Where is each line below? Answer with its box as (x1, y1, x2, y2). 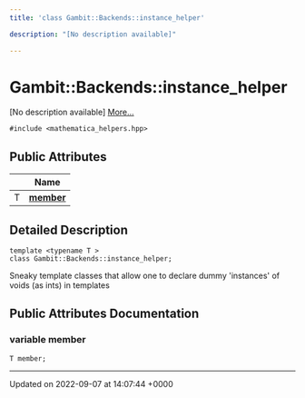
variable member (9, 333, 86, 346)
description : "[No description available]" (9, 29, 177, 39)
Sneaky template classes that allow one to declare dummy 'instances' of (9, 270, 280, 282)
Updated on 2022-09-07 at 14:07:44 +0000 (9, 378, 174, 389)
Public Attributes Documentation (9, 306, 200, 322)
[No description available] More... (9, 106, 134, 118)
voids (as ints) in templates (9, 280, 111, 291)
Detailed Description (9, 222, 129, 237)
